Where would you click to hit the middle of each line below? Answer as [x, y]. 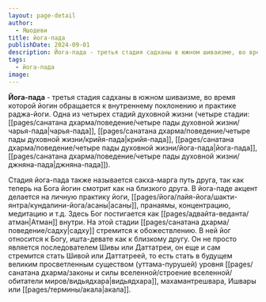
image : [19, 75]
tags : [17, 60]
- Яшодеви [31, 30]
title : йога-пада [37, 38]
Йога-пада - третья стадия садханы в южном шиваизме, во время [122, 97]
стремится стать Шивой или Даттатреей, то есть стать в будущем [120, 255]
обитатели [26, 281]
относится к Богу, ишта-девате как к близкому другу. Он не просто [123, 239]
